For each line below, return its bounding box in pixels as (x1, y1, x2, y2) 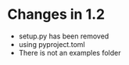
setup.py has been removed (18, 31, 109, 41)
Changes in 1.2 (7, 5, 106, 23)
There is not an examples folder (18, 48, 122, 57)
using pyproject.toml (18, 39, 85, 49)
